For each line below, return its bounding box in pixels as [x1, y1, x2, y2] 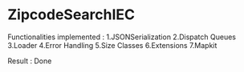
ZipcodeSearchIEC [7, 6, 136, 24]
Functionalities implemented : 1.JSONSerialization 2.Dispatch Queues [7, 32, 237, 42]
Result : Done [7, 56, 52, 66]
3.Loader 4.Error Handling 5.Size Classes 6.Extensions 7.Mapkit [7, 40, 218, 50]
